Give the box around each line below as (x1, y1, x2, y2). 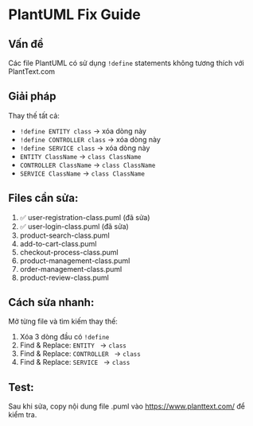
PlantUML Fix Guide (8, 6, 141, 24)
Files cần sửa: (8, 192, 79, 205)
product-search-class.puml (19, 230, 110, 240)
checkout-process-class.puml (19, 247, 119, 257)
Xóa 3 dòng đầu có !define (19, 332, 110, 342)
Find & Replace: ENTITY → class (19, 340, 127, 350)
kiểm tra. (8, 410, 37, 420)
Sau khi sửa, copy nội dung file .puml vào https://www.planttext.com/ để (8, 401, 245, 411)
